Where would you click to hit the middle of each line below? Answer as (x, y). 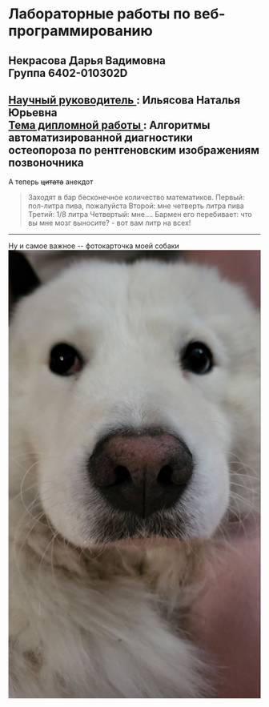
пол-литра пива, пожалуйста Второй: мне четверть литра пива (136, 206)
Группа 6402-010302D (68, 73)
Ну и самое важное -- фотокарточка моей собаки (94, 246)
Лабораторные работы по (99, 14)
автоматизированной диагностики (101, 137)
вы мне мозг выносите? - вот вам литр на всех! (109, 223)
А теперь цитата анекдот (51, 182)
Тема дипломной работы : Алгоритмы (109, 125)
